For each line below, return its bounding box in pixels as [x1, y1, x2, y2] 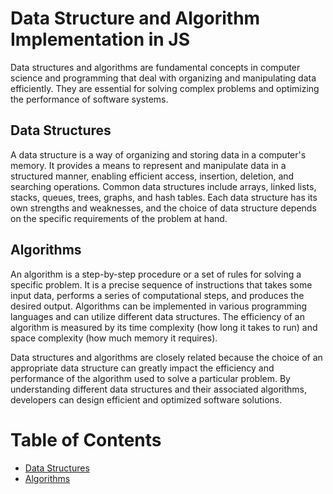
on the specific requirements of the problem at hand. [10, 212, 228, 224]
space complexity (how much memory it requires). [10, 332, 218, 344]
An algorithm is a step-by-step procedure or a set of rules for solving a [10, 268, 302, 280]
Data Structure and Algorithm [10, 7, 261, 30]
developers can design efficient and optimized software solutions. [10, 393, 283, 406]
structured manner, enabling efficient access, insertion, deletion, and [10, 170, 295, 182]
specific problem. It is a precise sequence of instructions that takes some [10, 278, 313, 291]
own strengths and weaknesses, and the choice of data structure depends [10, 202, 317, 214]
